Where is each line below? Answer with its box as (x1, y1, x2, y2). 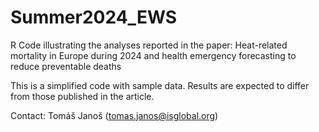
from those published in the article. (10, 90, 155, 102)
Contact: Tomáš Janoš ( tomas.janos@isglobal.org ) (10, 109, 219, 121)
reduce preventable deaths (10, 60, 122, 72)
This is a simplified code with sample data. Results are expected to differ (10, 79, 310, 91)
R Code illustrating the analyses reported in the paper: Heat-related (10, 39, 288, 51)
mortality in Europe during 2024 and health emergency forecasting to (10, 49, 297, 61)
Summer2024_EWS (10, 6, 178, 29)
